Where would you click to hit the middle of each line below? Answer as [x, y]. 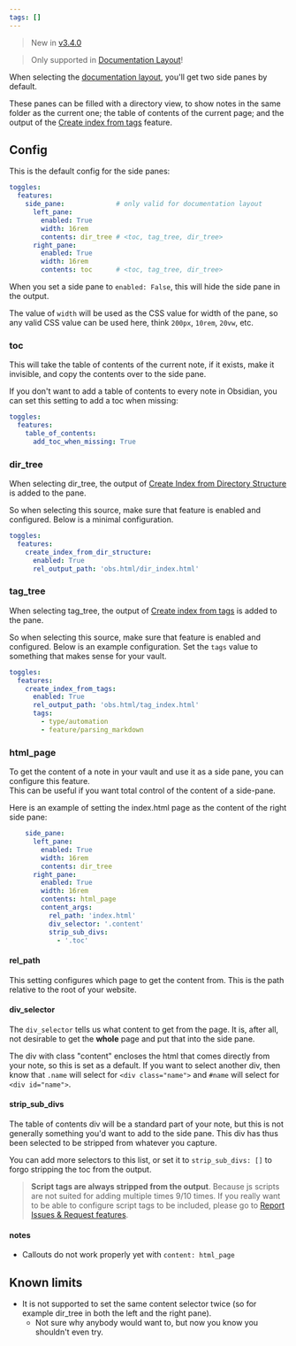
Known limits [46, 1283]
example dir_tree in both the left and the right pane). [117, 1313]
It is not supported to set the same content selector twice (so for [139, 1304]
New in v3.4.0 [56, 42]
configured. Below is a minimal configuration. [91, 519]
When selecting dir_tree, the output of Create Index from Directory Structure [148, 484]
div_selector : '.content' [96, 924]
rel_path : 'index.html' [92, 915]
